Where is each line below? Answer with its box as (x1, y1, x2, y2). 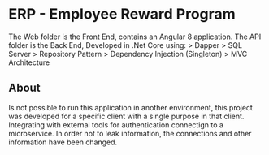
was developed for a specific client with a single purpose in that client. (8, 111, 245, 121)
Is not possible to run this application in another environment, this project (8, 102, 254, 112)
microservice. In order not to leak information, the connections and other (8, 128, 252, 138)
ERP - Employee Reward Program (8, 5, 236, 24)
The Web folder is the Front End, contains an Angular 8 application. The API (8, 32, 262, 41)
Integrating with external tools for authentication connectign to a (8, 119, 223, 130)
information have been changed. (8, 137, 118, 147)
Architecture (8, 58, 50, 67)
